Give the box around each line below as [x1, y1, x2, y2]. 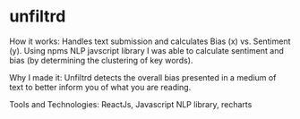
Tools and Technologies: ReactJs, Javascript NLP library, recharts [9, 98, 253, 109]
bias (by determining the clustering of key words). [9, 55, 193, 65]
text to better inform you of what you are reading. [9, 81, 192, 92]
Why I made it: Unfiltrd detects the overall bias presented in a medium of [9, 72, 277, 82]
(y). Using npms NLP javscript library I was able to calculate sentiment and [9, 45, 285, 55]
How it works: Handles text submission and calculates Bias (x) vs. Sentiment [9, 36, 291, 47]
